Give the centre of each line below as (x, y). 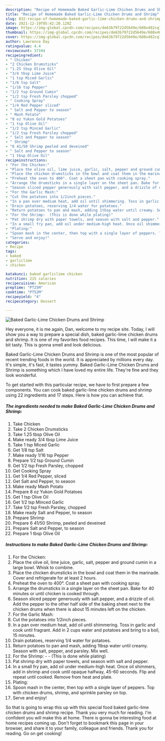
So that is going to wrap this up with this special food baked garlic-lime (77, 707)
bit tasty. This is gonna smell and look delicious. (54, 344)
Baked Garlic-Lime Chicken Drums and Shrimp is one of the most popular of (82, 354)
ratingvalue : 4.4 (23, 46)
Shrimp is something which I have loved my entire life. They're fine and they (82, 370)
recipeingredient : (24, 55)
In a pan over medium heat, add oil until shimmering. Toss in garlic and (84, 625)
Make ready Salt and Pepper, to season (52, 512)
